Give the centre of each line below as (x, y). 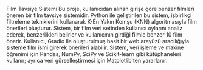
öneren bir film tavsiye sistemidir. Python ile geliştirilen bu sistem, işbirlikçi (99, 15)
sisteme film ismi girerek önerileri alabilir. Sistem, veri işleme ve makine (95, 47)
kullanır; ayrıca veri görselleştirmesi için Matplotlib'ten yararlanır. (87, 61)
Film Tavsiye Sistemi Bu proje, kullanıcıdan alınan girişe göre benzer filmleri (100, 9)
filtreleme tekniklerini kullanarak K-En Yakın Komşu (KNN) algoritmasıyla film (102, 22)
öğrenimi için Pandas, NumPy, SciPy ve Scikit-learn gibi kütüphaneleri (94, 54)
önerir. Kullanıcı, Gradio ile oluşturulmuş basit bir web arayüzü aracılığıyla (98, 41)
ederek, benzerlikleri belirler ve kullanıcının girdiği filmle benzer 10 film (94, 35)
